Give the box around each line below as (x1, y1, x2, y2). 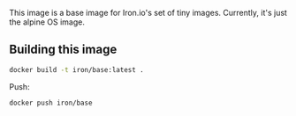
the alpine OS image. (9, 17, 86, 27)
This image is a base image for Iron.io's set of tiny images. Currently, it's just (9, 8, 287, 18)
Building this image (9, 42, 118, 57)
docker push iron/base (9, 98, 93, 107)
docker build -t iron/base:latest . (9, 65, 144, 74)
